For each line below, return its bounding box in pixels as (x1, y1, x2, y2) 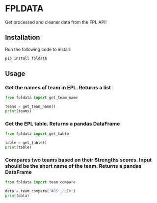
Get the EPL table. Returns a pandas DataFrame (5, 120, 120, 127)
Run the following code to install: (5, 46, 71, 52)
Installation (5, 33, 40, 42)
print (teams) (5, 109, 32, 114)
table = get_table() (5, 140, 48, 145)
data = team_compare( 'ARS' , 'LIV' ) (5, 189, 76, 194)
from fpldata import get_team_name (5, 95, 78, 101)
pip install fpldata (5, 56, 48, 61)
